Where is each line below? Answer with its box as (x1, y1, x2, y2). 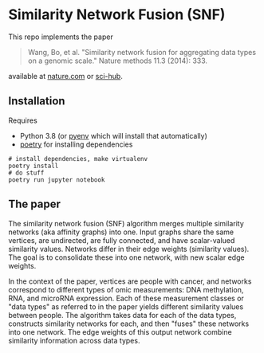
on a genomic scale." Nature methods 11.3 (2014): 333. (27, 56, 208, 65)
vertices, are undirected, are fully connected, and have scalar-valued (8, 235, 235, 245)
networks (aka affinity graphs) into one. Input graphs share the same (8, 227, 234, 237)
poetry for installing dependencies (19, 139, 133, 149)
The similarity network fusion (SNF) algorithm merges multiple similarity (8, 218, 245, 228)
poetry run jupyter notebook (8, 175, 105, 184)
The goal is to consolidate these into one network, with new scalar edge (8, 253, 245, 262)
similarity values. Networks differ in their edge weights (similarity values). (8, 244, 250, 253)
